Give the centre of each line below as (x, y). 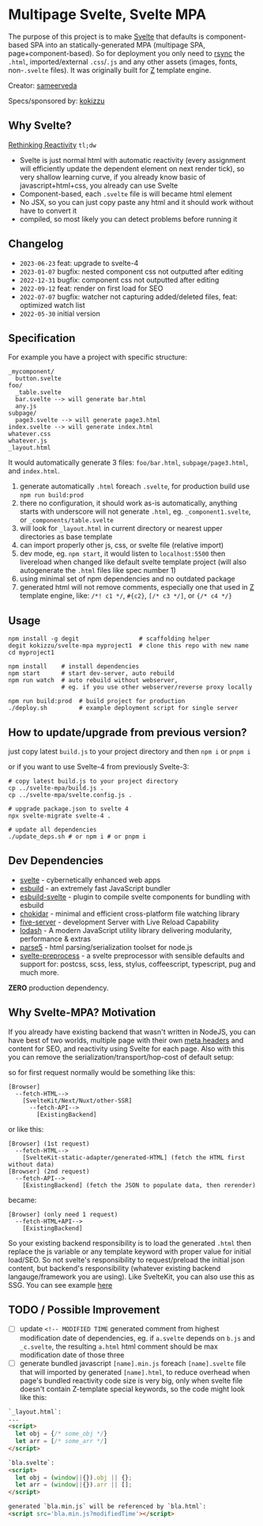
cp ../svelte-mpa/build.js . (56, 788)
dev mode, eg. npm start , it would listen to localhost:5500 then (122, 554)
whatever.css (30, 434)
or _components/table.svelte (67, 520)
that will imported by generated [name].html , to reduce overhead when (135, 1372)
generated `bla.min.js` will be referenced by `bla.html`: (107, 1507)
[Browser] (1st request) (49, 1144)
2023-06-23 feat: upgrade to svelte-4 (79, 263)
